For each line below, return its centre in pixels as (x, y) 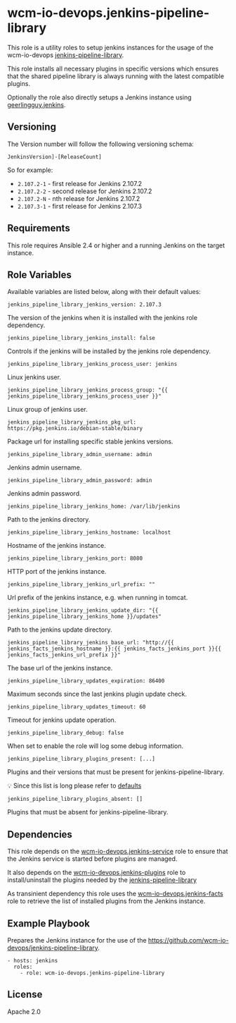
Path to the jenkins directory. (49, 520)
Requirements (39, 228)
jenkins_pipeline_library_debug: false (66, 733)
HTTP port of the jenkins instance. (57, 572)
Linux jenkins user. (34, 377)
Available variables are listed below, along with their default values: (104, 292)
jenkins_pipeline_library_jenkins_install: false (81, 338)
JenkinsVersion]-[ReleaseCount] (54, 157)
